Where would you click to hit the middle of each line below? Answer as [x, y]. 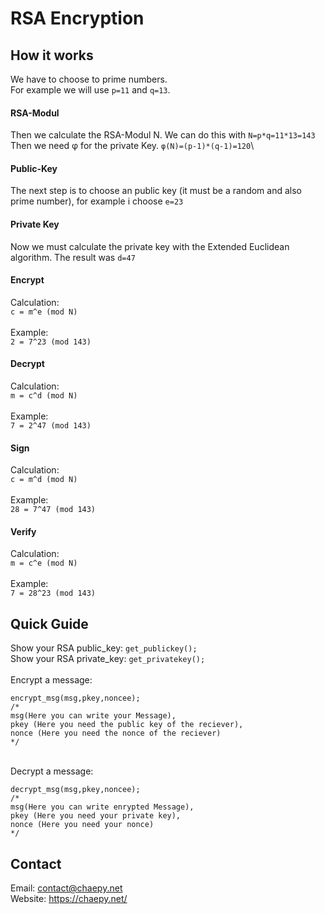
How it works [52, 55]
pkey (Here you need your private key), [96, 816]
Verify [23, 531]
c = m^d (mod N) [44, 480]
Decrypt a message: [52, 771]
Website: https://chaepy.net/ [69, 899]
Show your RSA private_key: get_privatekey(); [108, 659]
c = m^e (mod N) [44, 312]
